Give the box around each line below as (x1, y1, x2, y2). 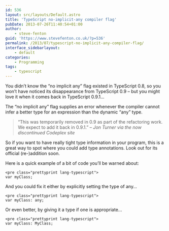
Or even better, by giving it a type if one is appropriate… (5, 207, 122, 213)
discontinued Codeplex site (17, 130, 75, 135)
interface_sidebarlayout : (5, 45, 60, 50)
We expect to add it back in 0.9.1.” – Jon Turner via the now (17, 124, 142, 130)
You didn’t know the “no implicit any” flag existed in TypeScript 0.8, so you (5, 83, 161, 89)
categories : (5, 54, 30, 60)
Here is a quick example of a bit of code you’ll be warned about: (5, 160, 140, 166)
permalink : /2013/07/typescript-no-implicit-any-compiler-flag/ (5, 41, 144, 46)
